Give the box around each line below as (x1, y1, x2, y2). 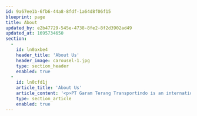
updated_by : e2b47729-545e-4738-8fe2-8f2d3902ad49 (5, 25, 132, 31)
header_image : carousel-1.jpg (16, 57, 91, 63)
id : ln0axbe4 (16, 47, 48, 53)
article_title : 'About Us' (16, 85, 82, 91)
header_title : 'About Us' (16, 52, 80, 58)
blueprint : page (5, 14, 45, 20)
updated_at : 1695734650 (5, 30, 64, 36)
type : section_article (16, 95, 72, 101)
